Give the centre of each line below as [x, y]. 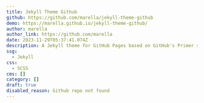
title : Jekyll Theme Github [42, 12]
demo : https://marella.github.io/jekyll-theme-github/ [77, 23]
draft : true [21, 85]
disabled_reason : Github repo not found [58, 91]
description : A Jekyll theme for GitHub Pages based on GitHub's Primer [100, 46]
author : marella [27, 29]
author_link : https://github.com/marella [59, 35]
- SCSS [20, 68]
